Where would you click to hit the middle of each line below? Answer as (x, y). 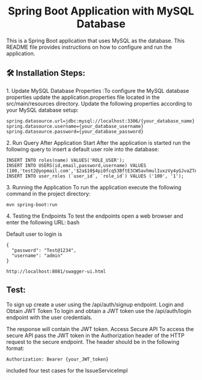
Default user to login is (34, 234)
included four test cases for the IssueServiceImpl (67, 370)
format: (15, 348)
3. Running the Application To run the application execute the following (94, 187)
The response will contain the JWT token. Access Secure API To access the (100, 329)
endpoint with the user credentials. (49, 317)
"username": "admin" (37, 255)
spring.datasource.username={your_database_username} (75, 126)
